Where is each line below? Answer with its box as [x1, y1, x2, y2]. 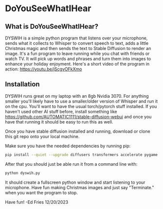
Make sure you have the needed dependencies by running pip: [5, 143, 130, 149]
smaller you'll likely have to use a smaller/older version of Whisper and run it [5, 98, 158, 104]
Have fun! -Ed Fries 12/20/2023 [5, 199, 69, 205]
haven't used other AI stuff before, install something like [5, 108, 117, 114]
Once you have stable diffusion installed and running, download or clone [5, 128, 150, 134]
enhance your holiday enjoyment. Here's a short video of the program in [5, 61, 150, 67]
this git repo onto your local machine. [5, 133, 80, 139]
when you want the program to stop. [5, 190, 78, 195]
